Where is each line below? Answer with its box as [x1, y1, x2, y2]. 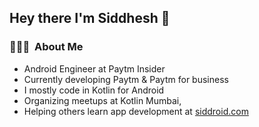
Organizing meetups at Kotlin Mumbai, [23, 94, 182, 106]
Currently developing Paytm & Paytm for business [23, 73, 229, 85]
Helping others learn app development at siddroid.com [23, 105, 249, 117]
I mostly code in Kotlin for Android [23, 84, 165, 96]
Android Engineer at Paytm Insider [23, 62, 166, 75]
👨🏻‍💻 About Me [9, 40, 84, 54]
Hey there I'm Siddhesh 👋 [9, 10, 171, 27]
